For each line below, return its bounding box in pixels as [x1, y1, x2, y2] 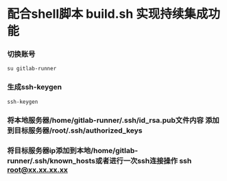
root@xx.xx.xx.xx [7, 165, 69, 174]
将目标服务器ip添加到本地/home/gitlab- [7, 145, 139, 155]
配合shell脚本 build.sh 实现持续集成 [7, 6, 208, 22]
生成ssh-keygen [7, 83, 62, 92]
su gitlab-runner [7, 66, 57, 72]
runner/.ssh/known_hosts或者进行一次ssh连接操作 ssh [7, 156, 192, 165]
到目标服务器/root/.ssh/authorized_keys [7, 126, 143, 135]
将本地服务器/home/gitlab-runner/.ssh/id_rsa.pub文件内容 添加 [7, 115, 219, 125]
